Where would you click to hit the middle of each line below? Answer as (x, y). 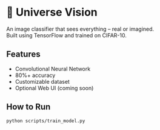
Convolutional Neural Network (53, 69)
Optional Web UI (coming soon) (54, 88)
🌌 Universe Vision (52, 12)
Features (23, 54)
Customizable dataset (42, 81)
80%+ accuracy (35, 75)
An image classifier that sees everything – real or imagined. (80, 29)
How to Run (28, 107)
